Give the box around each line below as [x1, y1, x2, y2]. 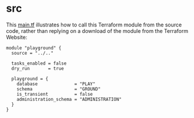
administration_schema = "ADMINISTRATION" [16, 96, 122, 102]
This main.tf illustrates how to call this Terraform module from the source [6, 21, 182, 28]
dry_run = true [11, 65, 64, 72]
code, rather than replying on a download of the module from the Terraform [6, 27, 189, 34]
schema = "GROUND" [16, 86, 101, 92]
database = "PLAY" [16, 81, 96, 87]
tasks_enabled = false [11, 60, 67, 66]
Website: [6, 33, 28, 41]
